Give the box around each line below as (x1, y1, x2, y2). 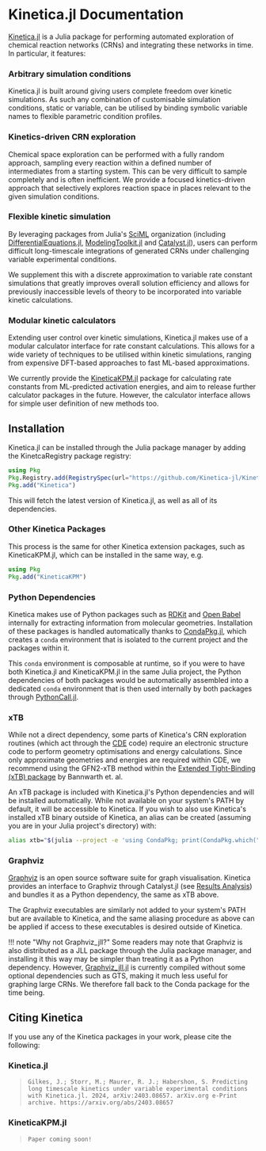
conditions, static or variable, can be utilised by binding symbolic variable (8, 103, 248, 112)
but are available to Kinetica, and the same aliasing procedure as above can (8, 913, 255, 924)
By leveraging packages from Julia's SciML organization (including (8, 229, 226, 238)
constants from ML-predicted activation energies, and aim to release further (8, 382, 256, 391)
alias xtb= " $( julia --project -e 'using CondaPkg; (8, 837, 179, 844)
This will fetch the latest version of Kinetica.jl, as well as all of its (8, 495, 218, 505)
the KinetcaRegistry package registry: (8, 451, 132, 460)
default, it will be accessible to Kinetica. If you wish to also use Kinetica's (8, 804, 247, 814)
